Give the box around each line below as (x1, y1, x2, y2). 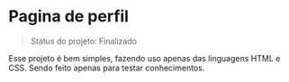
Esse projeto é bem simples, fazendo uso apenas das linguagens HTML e (8, 53, 281, 63)
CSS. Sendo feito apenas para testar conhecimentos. (8, 62, 205, 73)
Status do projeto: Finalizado (30, 36, 137, 46)
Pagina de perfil (8, 6, 130, 27)
